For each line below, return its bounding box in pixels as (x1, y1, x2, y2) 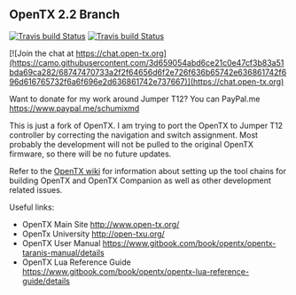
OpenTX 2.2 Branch (9, 7, 121, 22)
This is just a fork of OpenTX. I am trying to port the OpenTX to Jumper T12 (9, 120, 284, 131)
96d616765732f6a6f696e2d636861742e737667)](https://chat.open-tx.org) (9, 76, 284, 87)
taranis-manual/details (21, 247, 105, 258)
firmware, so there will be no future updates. (9, 148, 172, 159)
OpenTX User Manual (21, 237, 101, 248)
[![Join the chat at (9, 48, 74, 59)
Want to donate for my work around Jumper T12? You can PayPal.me (9, 93, 261, 104)
